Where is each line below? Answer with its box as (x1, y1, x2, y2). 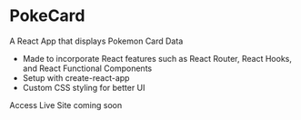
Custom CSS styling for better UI (22, 82, 145, 93)
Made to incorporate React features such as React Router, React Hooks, (22, 53, 293, 64)
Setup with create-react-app (22, 72, 130, 83)
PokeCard (9, 5, 85, 26)
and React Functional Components (22, 63, 153, 74)
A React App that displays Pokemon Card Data (9, 35, 184, 46)
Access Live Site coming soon (9, 99, 123, 110)
